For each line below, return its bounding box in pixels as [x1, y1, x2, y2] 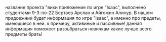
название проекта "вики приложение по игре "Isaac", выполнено [5, 5, 146, 10]
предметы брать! [5, 31, 43, 37]
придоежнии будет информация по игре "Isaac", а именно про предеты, [5, 15, 161, 21]
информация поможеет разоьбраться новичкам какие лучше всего [5, 26, 152, 32]
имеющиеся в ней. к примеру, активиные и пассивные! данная [5, 20, 142, 26]
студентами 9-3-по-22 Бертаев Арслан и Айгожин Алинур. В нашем [5, 10, 153, 16]
